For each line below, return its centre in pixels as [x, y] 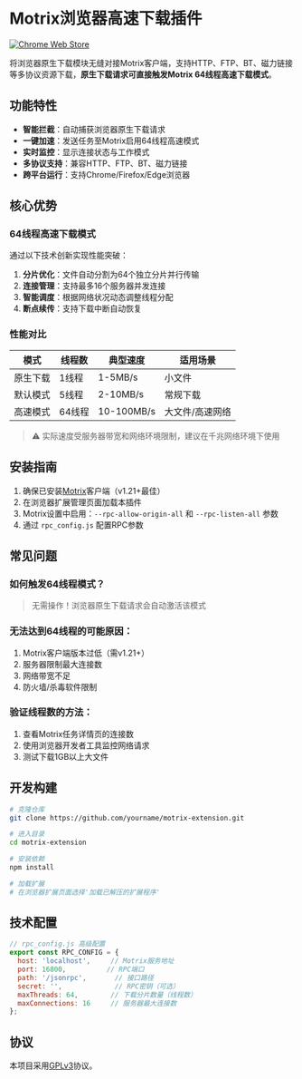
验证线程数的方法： [51, 713]
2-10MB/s [121, 394]
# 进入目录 [27, 834]
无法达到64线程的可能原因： [71, 631]
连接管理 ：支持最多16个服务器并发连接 [94, 286]
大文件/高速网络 [198, 412]
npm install [32, 868]
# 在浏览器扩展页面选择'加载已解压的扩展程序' [85, 892]
